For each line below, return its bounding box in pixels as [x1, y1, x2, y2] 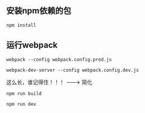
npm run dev [6, 101, 36, 107]
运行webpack [6, 40, 58, 50]
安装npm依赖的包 [6, 5, 71, 16]
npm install [6, 22, 36, 28]
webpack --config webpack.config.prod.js [6, 56, 112, 62]
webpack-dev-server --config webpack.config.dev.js [6, 67, 139, 73]
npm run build [6, 90, 42, 97]
